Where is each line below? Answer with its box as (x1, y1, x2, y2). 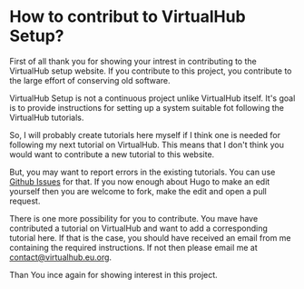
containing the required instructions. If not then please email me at (9, 242, 259, 253)
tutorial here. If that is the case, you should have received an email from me (9, 232, 292, 243)
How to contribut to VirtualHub (9, 6, 247, 27)
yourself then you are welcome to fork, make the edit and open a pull (9, 185, 268, 196)
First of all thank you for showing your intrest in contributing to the (9, 55, 257, 66)
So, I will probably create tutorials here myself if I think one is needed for (9, 129, 281, 140)
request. (9, 195, 41, 206)
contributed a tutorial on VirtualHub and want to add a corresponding (9, 223, 268, 234)
